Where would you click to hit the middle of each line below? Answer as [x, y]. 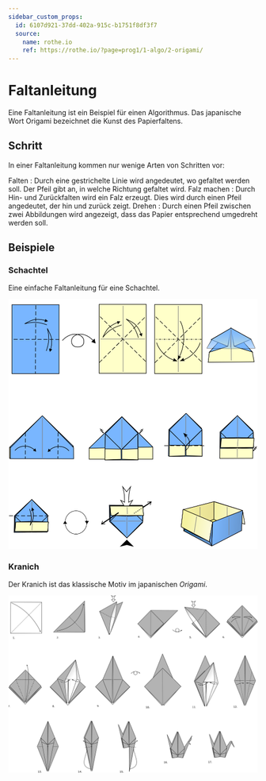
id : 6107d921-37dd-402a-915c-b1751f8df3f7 [86, 25]
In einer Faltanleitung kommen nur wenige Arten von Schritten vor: [116, 165]
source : [28, 33]
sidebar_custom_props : [46, 17]
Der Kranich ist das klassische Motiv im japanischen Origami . [108, 584]
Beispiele [32, 247]
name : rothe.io [47, 42]
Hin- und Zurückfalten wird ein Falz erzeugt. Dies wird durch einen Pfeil [125, 197]
